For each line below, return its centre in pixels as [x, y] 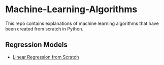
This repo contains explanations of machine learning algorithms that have [82, 23]
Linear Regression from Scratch [46, 57]
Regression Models [36, 45]
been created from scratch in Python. [44, 28]
